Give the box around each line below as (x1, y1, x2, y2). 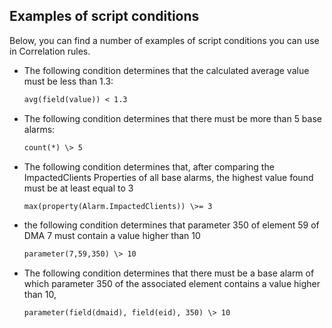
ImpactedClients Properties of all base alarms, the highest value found (23, 171, 314, 183)
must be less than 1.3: (23, 75, 114, 87)
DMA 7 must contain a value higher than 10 (23, 230, 201, 242)
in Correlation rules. (9, 45, 91, 57)
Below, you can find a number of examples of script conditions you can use (9, 34, 320, 46)
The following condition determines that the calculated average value (23, 64, 310, 76)
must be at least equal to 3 (23, 182, 134, 194)
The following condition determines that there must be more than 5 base (23, 112, 322, 124)
